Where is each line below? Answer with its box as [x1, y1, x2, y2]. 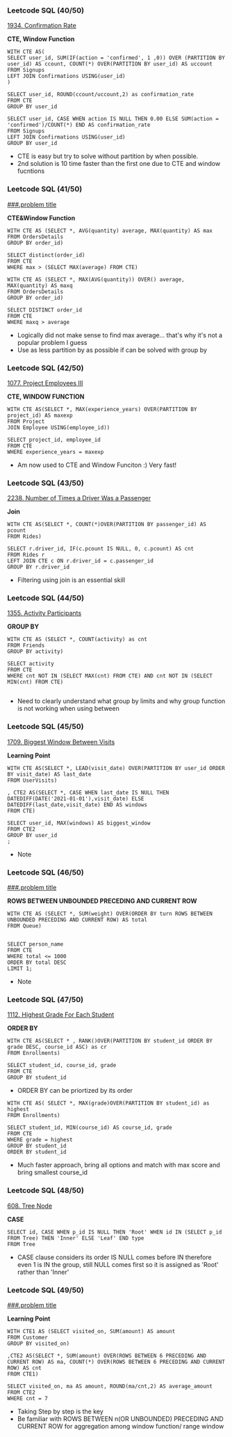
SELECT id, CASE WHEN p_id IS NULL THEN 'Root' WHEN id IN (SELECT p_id [7, 1229, 222, 1236]
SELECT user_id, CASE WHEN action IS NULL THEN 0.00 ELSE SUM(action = [7, 116, 219, 123]
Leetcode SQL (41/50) [7, 184, 83, 194]
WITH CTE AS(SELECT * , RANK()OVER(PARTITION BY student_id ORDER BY [7, 1038, 213, 1045]
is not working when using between [17, 705, 119, 713]
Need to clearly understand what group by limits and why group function [17, 697, 226, 705]
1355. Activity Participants [7, 609, 82, 617]
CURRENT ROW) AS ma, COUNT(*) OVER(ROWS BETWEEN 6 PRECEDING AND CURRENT [7, 1358, 226, 1365]
